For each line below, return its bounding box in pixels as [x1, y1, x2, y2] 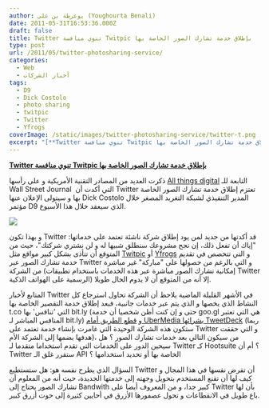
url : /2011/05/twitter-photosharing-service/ [9, 49, 163, 57]
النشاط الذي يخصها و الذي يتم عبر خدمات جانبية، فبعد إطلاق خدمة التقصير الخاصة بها [9, 298, 258, 308]
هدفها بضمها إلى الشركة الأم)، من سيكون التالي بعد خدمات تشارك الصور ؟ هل [9, 332, 239, 342]
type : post [9, 42, 45, 50]
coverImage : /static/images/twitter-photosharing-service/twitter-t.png [9, 130, 256, 138]
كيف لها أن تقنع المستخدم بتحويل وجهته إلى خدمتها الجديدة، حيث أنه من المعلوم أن [9, 373, 252, 382]
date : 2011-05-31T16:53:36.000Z [9, 19, 117, 27]
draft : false [9, 26, 53, 34]
